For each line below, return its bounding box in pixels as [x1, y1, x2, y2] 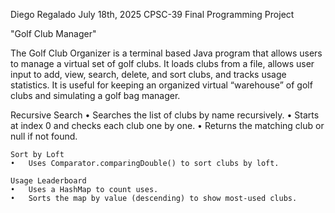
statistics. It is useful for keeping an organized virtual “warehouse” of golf [10, 79, 313, 91]
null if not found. [10, 130, 78, 142]
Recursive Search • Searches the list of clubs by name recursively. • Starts [10, 109, 320, 121]
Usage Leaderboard [10, 176, 87, 186]
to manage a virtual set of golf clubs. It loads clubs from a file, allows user [10, 58, 315, 69]
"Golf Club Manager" [10, 28, 97, 39]
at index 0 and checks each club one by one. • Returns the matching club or [10, 120, 325, 131]
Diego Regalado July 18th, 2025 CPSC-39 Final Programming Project [10, 9, 295, 20]
